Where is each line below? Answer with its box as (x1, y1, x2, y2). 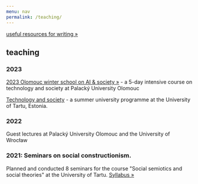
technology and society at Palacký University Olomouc (6, 85, 140, 92)
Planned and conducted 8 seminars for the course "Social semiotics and (6, 165, 183, 172)
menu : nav (6, 8, 31, 15)
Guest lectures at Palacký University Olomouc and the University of (6, 130, 170, 137)
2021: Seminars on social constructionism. (6, 152, 132, 160)
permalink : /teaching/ (6, 14, 62, 20)
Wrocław (6, 137, 28, 144)
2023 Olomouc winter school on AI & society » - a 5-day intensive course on (6, 78, 193, 86)
